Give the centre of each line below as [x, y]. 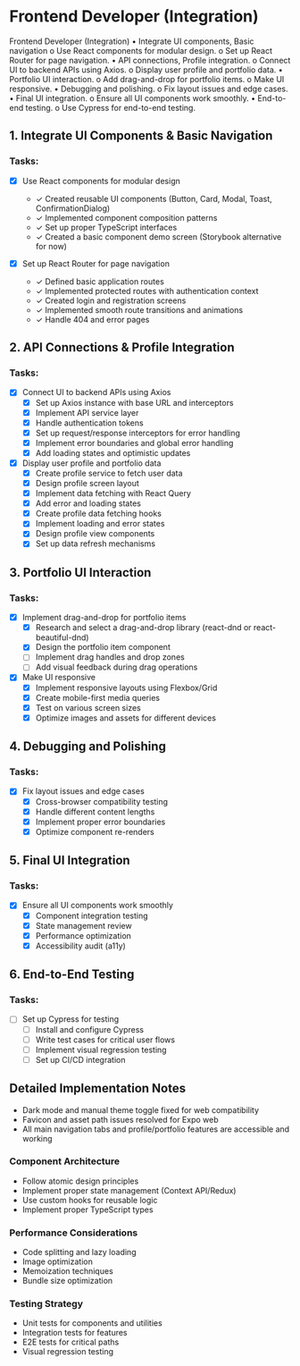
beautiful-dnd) [62, 637]
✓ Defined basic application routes [100, 281]
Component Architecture [65, 1161]
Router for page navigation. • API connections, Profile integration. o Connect [150, 60]
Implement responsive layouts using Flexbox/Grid [126, 687]
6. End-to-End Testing [72, 975]
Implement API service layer [87, 412]
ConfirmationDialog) [73, 208]
